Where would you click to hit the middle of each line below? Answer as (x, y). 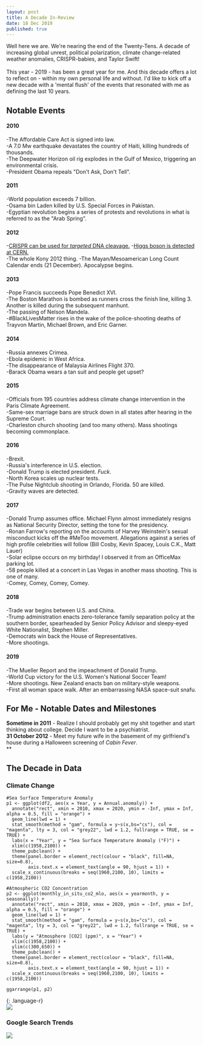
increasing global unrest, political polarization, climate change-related (93, 53)
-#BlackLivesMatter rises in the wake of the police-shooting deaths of (94, 318)
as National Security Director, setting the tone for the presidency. (87, 525)
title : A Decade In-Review (40, 18)
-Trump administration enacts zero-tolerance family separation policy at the (101, 617)
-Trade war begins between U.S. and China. (61, 611)
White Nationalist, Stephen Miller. (48, 630)
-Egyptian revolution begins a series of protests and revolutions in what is (98, 212)
